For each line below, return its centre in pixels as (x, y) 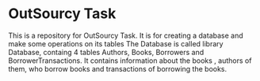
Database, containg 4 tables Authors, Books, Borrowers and (106, 52)
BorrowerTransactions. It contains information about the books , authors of (130, 61)
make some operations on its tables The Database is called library (116, 43)
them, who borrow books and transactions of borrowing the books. (118, 68)
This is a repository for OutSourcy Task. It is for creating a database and (126, 35)
